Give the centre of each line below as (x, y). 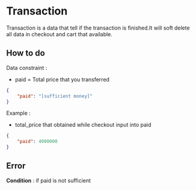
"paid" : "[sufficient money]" (55, 96)
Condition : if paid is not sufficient (49, 180)
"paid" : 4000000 (38, 142)
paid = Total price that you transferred (62, 79)
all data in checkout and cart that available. (60, 34)
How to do (26, 53)
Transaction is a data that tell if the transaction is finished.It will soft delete (98, 28)
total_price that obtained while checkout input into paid (83, 125)
